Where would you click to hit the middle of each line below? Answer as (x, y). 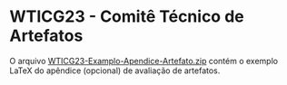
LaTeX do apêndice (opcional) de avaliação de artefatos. (115, 71)
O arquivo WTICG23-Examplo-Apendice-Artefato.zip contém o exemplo (144, 61)
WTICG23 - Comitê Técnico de (127, 17)
